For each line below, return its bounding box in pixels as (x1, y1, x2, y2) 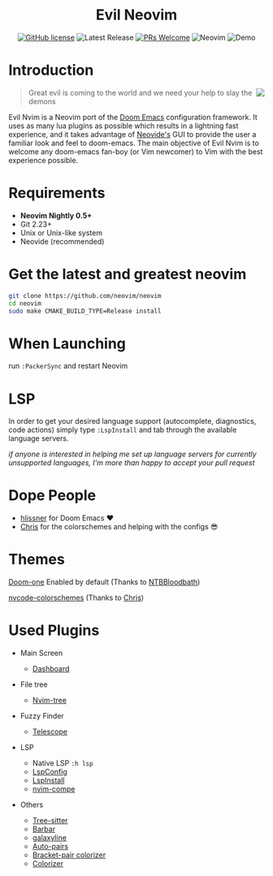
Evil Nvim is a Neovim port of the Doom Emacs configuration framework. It (8, 112, 258, 122)
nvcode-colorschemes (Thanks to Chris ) (8, 593, 145, 602)
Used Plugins (8, 621, 100, 640)
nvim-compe (32, 784, 76, 794)
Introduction (8, 61, 94, 80)
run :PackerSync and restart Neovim (8, 361, 128, 371)
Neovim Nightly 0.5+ (19, 210, 93, 220)
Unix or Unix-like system (19, 227, 103, 237)
